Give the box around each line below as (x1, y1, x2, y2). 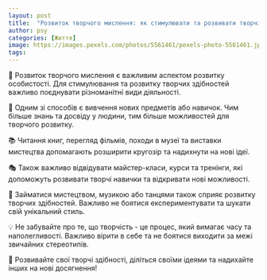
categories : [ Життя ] (8, 33, 77, 42)
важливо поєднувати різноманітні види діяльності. (8, 87, 181, 96)
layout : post (8, 11, 52, 20)
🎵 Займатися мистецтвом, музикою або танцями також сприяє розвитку (8, 190, 256, 199)
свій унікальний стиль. (8, 207, 85, 216)
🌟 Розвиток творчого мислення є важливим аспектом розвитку (8, 71, 225, 80)
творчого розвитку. (8, 120, 74, 129)
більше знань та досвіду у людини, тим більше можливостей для (8, 111, 230, 120)
